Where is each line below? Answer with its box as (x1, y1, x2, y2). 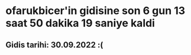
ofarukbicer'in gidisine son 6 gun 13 (5, 4, 186, 18)
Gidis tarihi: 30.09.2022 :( (5, 40, 103, 50)
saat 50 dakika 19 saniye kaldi (5, 16, 155, 30)
